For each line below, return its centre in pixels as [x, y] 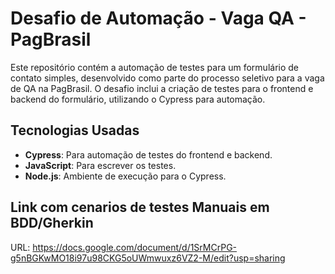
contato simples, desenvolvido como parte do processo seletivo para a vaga [167, 78]
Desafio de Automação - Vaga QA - [158, 18]
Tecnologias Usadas [75, 130]
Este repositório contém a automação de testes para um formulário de [154, 67]
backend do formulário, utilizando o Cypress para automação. [138, 99]
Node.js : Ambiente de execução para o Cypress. [125, 176]
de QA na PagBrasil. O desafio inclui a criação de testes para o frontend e [162, 88]
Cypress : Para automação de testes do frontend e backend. [148, 154]
